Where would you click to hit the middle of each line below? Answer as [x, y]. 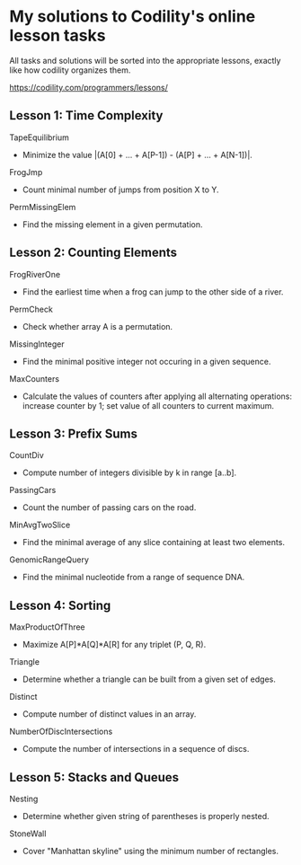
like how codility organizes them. [70, 70]
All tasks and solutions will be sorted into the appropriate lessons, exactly [145, 60]
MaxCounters [35, 378]
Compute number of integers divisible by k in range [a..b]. [129, 472]
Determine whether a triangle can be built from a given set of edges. [149, 679]
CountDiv [27, 455]
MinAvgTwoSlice [40, 525]
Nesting [24, 799]
